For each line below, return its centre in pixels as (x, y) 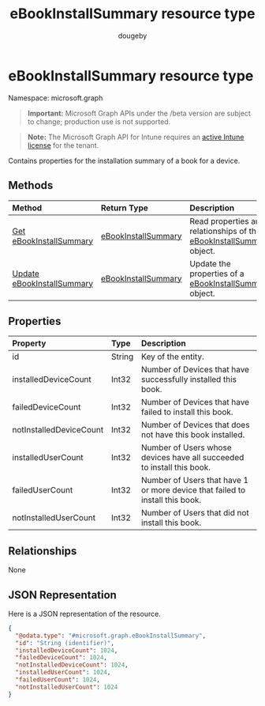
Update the (210, 263)
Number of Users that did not (195, 513)
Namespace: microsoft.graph (56, 98)
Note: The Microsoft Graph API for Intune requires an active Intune (136, 137)
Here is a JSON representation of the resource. (85, 614)
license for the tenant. (63, 145)
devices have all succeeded (192, 458)
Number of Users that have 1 (195, 481)
